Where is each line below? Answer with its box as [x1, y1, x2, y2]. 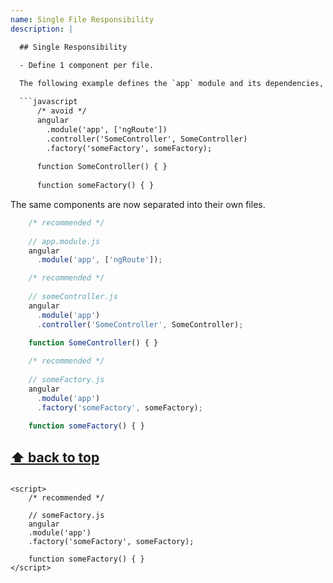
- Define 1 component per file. [19, 61, 155, 71]
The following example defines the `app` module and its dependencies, [19, 79, 325, 89]
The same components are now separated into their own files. [10, 198, 266, 210]
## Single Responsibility [19, 42, 128, 52]
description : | [10, 24, 74, 34]
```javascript [19, 97, 78, 107]
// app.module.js [28, 236, 101, 246]
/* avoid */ [36, 106, 87, 116]
